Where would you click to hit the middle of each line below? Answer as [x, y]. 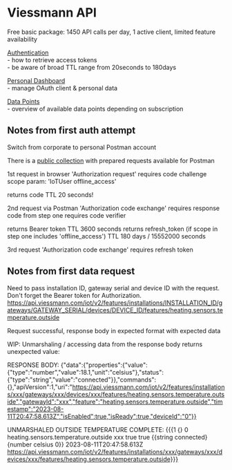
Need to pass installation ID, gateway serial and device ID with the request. [113, 288]
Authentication [28, 53]
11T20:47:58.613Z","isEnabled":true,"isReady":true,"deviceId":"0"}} [102, 416]
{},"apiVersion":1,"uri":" [40, 387]
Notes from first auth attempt [71, 130]
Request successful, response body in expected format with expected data [114, 330]
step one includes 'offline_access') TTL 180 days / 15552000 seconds [106, 236]
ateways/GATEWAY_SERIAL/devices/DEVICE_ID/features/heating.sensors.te [115, 310]
